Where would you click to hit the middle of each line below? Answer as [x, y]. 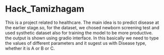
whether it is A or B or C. [30, 48]
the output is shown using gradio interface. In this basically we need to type [82, 38]
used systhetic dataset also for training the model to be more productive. [79, 33]
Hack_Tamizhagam [45, 9]
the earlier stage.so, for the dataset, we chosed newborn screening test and [82, 27]
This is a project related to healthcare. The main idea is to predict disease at [82, 22]
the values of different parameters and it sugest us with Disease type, [76, 43]
